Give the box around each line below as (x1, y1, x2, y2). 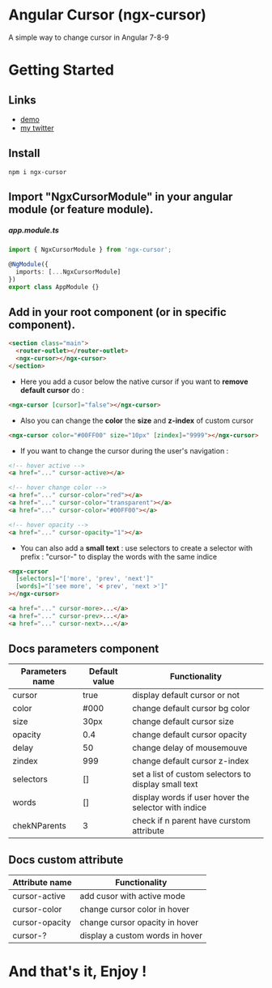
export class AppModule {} (8, 283, 100, 291)
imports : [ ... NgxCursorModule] (15, 267, 121, 276)
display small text (132, 779, 198, 790)
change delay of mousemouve (132, 743, 248, 754)
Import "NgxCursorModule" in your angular (8, 190, 233, 204)
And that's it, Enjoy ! (8, 962, 147, 981)
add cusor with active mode (79, 891, 186, 902)
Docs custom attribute (8, 853, 124, 867)
